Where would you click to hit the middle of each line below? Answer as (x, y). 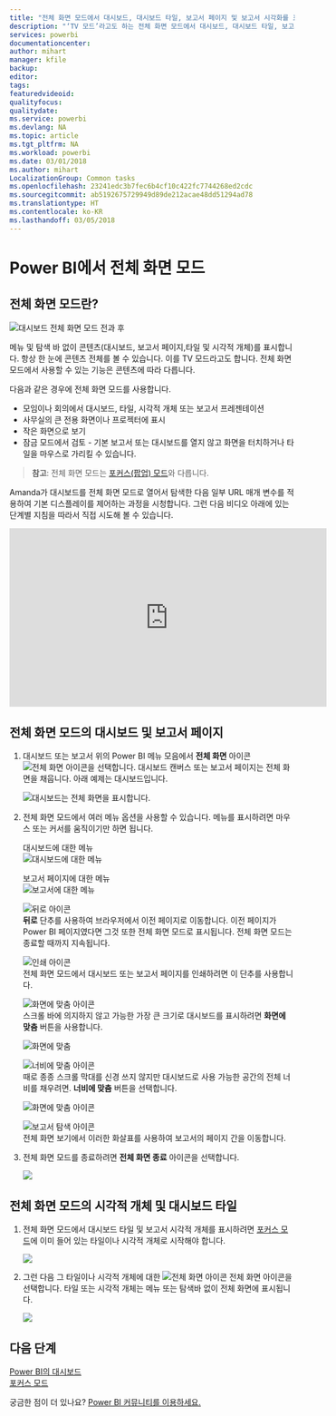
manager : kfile (38, 60)
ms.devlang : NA (38, 128)
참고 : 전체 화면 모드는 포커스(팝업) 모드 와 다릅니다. (120, 473)
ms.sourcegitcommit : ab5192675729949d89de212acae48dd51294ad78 (131, 195)
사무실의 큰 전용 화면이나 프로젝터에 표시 (94, 419)
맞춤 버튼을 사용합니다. (62, 1027)
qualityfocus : (36, 102)
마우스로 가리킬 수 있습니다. (88, 454)
